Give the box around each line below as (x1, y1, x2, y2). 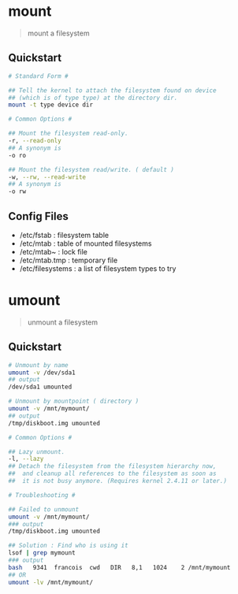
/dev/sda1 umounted (8, 383, 73, 392)
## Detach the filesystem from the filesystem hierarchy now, (8, 462, 217, 470)
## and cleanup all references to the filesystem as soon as (8, 470, 217, 478)
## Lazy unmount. (8, 447, 65, 455)
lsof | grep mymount (8, 549, 76, 557)
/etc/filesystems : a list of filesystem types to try (19, 263, 177, 273)
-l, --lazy (8, 455, 44, 463)
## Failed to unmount (8, 505, 80, 514)
